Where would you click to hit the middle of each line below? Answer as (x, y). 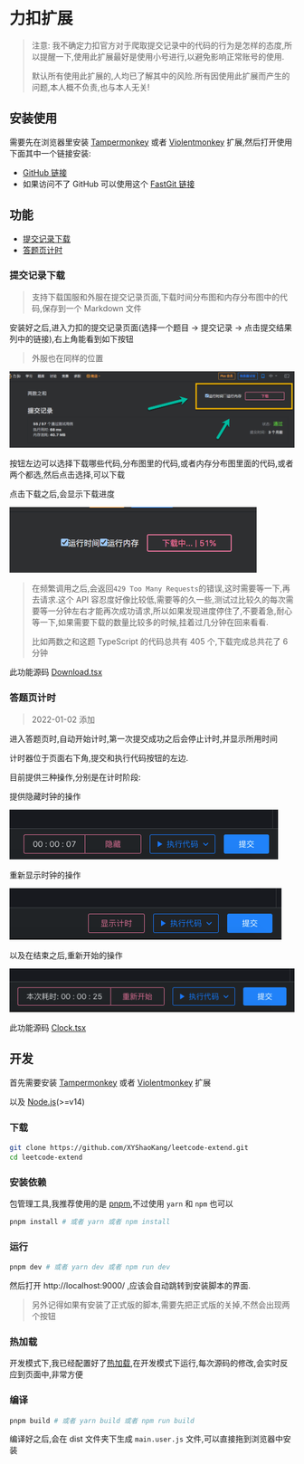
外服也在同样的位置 (67, 357)
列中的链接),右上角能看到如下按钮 (71, 338)
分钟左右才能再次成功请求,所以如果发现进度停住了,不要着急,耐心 (174, 611)
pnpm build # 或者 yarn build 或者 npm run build (102, 1421)
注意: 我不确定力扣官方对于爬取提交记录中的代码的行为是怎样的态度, (158, 45)
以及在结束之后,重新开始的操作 (66, 955)
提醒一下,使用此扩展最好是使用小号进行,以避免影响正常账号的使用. (162, 56)
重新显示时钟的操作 (45, 875)
